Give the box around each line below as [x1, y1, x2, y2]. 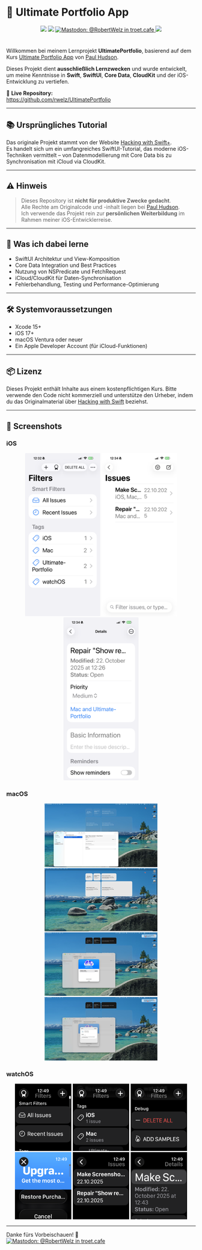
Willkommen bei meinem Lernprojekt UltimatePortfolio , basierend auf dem [6, 47, 192, 55]
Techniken [6, 151, 32, 159]
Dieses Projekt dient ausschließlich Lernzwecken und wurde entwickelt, [6, 66, 188, 73]
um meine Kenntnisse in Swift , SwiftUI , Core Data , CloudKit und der [6, 72, 176, 79]
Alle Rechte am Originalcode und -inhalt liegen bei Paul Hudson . [20, 203, 180, 210]
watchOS [6, 1070, 34, 1078]
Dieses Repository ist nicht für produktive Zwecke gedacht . [20, 197, 171, 204]
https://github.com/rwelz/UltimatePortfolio [6, 96, 111, 103]
